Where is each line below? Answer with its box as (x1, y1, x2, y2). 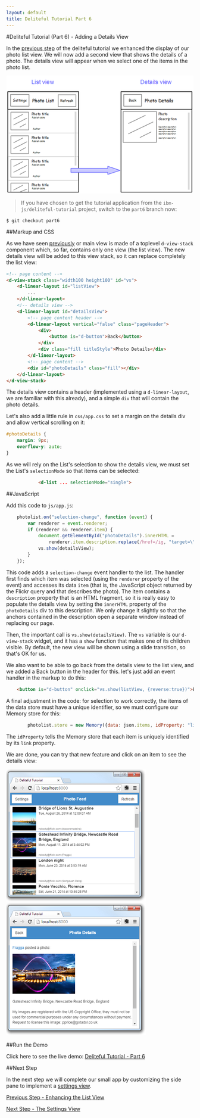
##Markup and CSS (6, 228, 55, 235)
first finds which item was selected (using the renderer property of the (6, 575, 179, 582)
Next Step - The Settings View (6, 1105, 81, 1112)
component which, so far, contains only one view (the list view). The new (6, 246, 186, 253)
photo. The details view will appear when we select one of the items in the (6, 57, 188, 64)
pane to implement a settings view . (6, 1082, 92, 1089)
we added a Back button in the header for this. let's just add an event (6, 668, 176, 675)
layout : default (6, 10, 46, 15)
